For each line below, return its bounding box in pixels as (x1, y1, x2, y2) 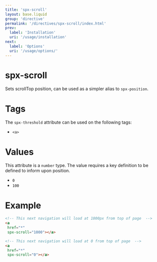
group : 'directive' (5, 16, 45, 21)
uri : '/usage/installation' (9, 35, 67, 40)
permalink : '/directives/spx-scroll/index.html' (5, 21, 106, 26)
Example (5, 200, 41, 211)
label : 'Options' (9, 44, 45, 49)
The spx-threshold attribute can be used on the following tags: (5, 119, 132, 126)
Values (5, 146, 34, 158)
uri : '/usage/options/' (9, 48, 58, 53)
